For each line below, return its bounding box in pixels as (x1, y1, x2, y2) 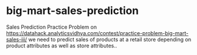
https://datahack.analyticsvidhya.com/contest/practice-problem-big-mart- (6, 29, 189, 36)
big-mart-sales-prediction (6, 4, 139, 18)
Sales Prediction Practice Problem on (6, 23, 97, 30)
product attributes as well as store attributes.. (6, 42, 117, 49)
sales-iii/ (6, 36, 27, 43)
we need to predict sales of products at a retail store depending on (28, 36, 192, 43)
